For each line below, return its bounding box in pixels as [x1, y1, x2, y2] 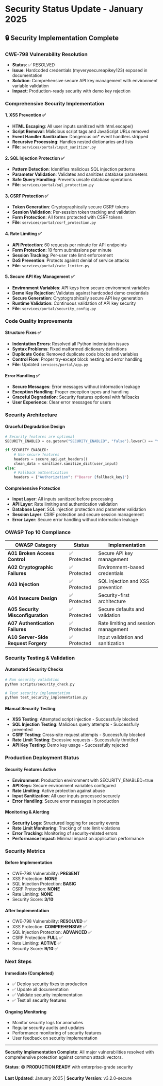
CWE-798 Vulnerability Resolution [5, 51, 88, 57]
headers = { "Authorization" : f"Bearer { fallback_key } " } [14, 475, 130, 480]
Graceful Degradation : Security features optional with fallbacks [12, 394, 140, 400]
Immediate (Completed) [5, 970, 54, 976]
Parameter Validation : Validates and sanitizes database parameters [12, 171, 148, 177]
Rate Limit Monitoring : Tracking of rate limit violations [12, 825, 120, 831]
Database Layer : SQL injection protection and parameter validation [12, 506, 147, 512]
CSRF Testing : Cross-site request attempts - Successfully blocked [12, 732, 146, 738]
